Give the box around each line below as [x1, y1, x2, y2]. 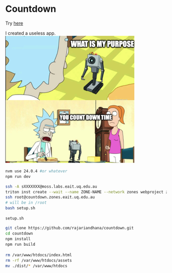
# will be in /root [5, 200, 47, 206]
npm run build [5, 242, 36, 247]
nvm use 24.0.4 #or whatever [5, 168, 68, 174]
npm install [5, 236, 31, 242]
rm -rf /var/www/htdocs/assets [5, 258, 72, 263]
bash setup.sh [5, 206, 36, 211]
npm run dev [5, 174, 31, 179]
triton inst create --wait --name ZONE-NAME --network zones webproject [5, 189, 164, 194]
